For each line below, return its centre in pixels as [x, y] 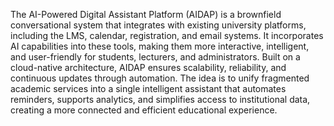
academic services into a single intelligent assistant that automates [148, 88]
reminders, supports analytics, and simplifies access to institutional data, [160, 99]
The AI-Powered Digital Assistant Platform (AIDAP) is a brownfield [146, 14]
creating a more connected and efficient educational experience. [144, 110]
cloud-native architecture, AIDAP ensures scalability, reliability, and [148, 67]
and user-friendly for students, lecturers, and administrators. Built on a [155, 57]
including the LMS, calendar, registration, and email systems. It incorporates [167, 35]
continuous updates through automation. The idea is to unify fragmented [160, 78]
